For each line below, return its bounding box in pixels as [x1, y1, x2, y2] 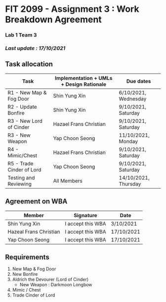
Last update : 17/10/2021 [5, 45, 66, 52]
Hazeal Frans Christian [7, 228, 60, 235]
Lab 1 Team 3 [5, 32, 37, 38]
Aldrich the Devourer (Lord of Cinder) [12, 276, 89, 282]
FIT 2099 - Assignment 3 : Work [5, 3, 139, 15]
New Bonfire [12, 271, 38, 277]
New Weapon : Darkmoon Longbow [19, 282, 92, 288]
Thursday [119, 180, 141, 187]
